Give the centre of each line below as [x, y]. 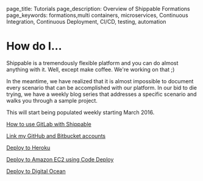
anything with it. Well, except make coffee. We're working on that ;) [91, 69]
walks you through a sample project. [52, 100]
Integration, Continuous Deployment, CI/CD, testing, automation [86, 22]
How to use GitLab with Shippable [49, 124]
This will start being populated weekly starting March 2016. [80, 112]
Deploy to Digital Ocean [36, 171]
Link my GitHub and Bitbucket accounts [56, 135]
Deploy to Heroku [28, 148]
